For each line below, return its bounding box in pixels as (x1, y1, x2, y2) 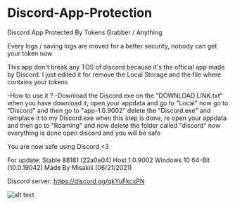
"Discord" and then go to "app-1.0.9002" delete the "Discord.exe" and (7, 106, 211, 114)
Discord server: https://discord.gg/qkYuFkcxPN (7, 177, 145, 185)
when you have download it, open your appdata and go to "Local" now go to (7, 98, 229, 107)
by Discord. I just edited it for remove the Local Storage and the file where (7, 70, 222, 79)
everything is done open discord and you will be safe (7, 128, 161, 137)
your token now (7, 49, 53, 58)
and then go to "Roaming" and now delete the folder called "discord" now (7, 121, 221, 129)
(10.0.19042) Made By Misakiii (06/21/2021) (7, 163, 132, 171)
